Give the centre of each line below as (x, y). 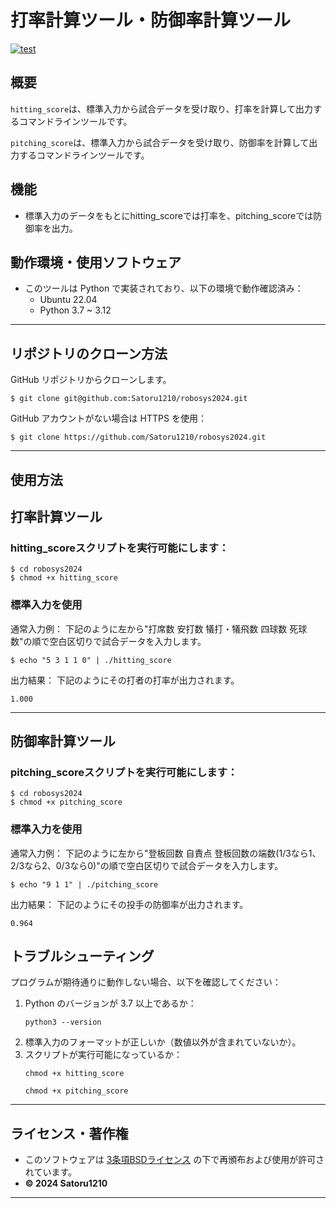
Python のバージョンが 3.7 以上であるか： (110, 1003)
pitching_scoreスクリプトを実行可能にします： (124, 772)
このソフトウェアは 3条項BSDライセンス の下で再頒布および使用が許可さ (174, 1160)
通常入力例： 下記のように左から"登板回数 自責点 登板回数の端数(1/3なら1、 (166, 853)
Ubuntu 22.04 (68, 300)
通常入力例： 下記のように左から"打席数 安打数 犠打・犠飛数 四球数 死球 (159, 628)
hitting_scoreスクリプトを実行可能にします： (120, 548)
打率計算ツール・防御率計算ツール (151, 20)
